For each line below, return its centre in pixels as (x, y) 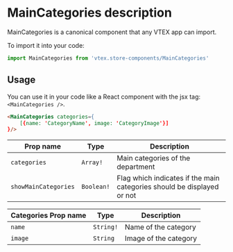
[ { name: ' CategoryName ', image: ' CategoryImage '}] (94, 123)
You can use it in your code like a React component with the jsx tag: (104, 96)
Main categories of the (154, 158)
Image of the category (161, 239)
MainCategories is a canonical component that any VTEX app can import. (112, 32)
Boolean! (96, 187)
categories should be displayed (168, 187)
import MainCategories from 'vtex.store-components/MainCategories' (108, 58)
